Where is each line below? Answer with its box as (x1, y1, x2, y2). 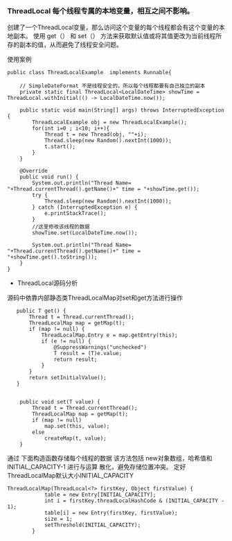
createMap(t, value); (44, 435, 107, 442)
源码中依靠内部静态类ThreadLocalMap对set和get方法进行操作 (7, 293, 184, 302)
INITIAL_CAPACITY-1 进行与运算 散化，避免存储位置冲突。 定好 (7, 463, 186, 471)
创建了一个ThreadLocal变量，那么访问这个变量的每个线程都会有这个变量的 (7, 23, 220, 32)
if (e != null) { (41, 338, 91, 345)
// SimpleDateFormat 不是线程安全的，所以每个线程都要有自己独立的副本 (19, 83, 206, 89)
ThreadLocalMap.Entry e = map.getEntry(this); (41, 332, 178, 339)
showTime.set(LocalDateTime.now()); (32, 230, 138, 237)
